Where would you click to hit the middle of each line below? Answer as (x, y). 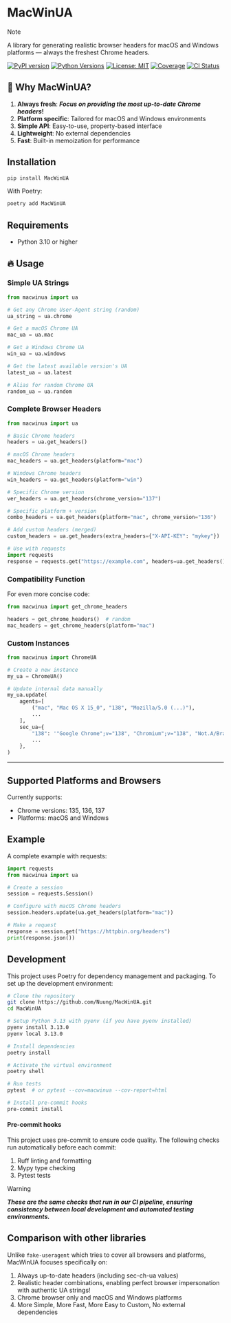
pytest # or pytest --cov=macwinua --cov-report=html (87, 1090)
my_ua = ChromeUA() (35, 676)
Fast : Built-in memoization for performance (78, 140)
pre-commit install (35, 1109)
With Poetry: (25, 191)
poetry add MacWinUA (37, 204)
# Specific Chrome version (46, 492)
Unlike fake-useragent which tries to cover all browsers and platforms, (107, 1255)
